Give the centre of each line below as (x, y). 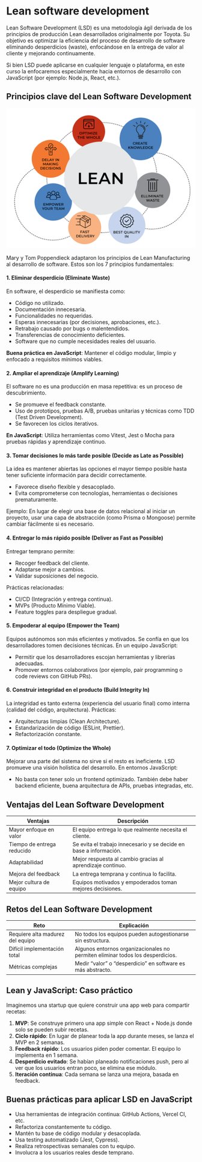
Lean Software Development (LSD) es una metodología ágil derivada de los (99, 28)
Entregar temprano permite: (41, 551)
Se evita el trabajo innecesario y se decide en (129, 844)
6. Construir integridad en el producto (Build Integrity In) (78, 690)
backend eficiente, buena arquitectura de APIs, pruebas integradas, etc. (104, 785)
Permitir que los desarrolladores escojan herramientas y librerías (95, 657)
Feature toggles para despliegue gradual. (66, 612)
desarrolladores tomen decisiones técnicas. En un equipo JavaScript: (92, 645)
